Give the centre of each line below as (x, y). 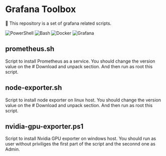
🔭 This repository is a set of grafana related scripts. (58, 23)
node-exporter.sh (33, 88)
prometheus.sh (30, 49)
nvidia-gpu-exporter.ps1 (45, 126)
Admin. (13, 149)
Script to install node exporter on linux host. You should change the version (83, 100)
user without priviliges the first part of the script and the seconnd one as (80, 144)
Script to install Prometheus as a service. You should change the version (80, 61)
